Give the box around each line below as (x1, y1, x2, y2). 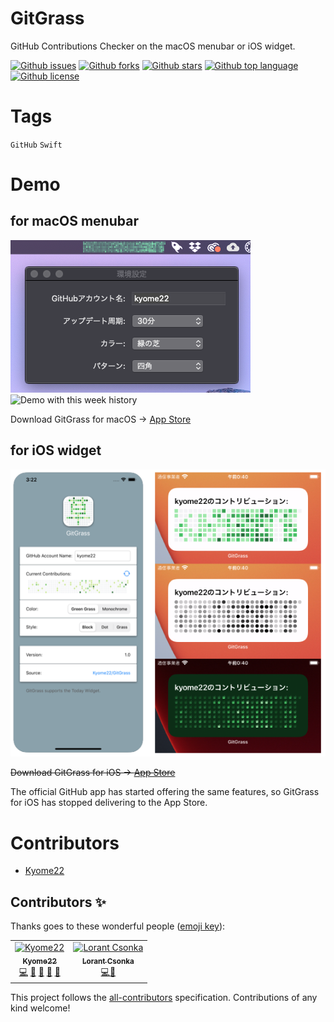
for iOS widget (10, 442, 102, 459)
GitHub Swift (10, 140, 63, 150)
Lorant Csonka (81, 956, 135, 966)
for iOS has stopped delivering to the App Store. (10, 797, 208, 809)
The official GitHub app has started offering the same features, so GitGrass (10, 786, 320, 798)
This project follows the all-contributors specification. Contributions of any (10, 992, 318, 1004)
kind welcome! (10, 1002, 71, 1014)
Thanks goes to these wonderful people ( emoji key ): (10, 920, 226, 932)
